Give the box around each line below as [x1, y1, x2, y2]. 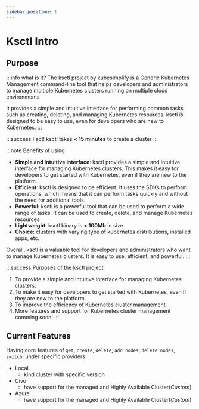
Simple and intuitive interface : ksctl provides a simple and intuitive [14, 158, 181, 165]
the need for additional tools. [14, 196, 86, 204]
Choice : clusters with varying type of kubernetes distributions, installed [14, 228, 191, 235]
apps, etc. [14, 234, 40, 242]
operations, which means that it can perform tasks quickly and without [14, 190, 188, 197]
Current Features [6, 331, 71, 341]
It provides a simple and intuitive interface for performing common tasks [6, 104, 184, 112]
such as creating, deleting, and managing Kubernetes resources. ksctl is [6, 111, 184, 118]
